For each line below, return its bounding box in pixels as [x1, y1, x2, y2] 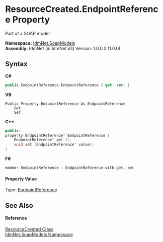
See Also [5, 201, 33, 210]
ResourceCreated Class [5, 226, 54, 232]
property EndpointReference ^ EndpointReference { [5, 133, 110, 138]
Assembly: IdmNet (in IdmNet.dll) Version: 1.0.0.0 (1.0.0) [5, 45, 121, 51]
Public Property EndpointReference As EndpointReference [5, 101, 126, 106]
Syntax [5, 60, 28, 68]
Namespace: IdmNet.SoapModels [5, 40, 76, 46]
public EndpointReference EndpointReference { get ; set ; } [5, 82, 130, 87]
